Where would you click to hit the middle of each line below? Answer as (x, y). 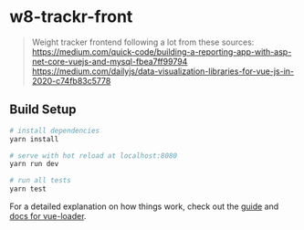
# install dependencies (55, 131)
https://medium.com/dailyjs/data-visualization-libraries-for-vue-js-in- (163, 71)
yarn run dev (34, 164)
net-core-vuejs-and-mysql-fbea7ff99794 (110, 61)
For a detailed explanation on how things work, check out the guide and (144, 206)
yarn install (34, 139)
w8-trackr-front (71, 17)
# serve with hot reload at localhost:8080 (94, 156)
